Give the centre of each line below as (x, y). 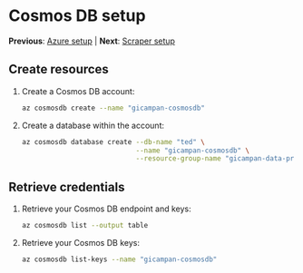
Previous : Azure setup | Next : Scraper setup (92, 41)
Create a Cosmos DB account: (78, 91)
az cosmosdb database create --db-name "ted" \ (113, 141)
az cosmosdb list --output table (85, 226)
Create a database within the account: (93, 125)
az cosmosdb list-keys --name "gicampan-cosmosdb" (119, 259)
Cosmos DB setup (77, 16)
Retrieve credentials (67, 187)
